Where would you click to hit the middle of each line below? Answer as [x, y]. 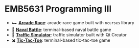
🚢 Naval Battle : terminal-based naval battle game [61, 30]
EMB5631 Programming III [58, 9]
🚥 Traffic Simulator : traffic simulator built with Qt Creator [69, 34]
